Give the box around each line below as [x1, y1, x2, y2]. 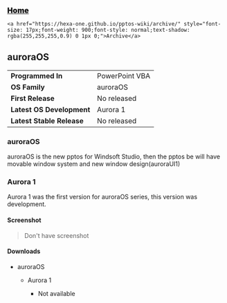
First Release [10, 93, 55, 103]
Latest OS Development [10, 104, 91, 114]
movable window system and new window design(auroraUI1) [7, 160, 181, 168]
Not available [37, 289, 75, 297]
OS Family [10, 82, 45, 92]
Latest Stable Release [10, 116, 84, 125]
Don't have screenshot [24, 231, 89, 239]
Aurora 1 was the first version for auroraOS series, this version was [7, 193, 198, 201]
